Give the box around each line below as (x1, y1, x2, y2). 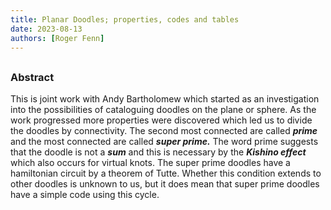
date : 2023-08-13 (10, 24, 83, 34)
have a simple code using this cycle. (10, 189, 160, 201)
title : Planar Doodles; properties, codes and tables (10, 14, 240, 25)
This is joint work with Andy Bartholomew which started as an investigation (10, 93, 320, 105)
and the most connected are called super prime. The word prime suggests (10, 136, 319, 148)
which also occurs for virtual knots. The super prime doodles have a (10, 157, 291, 169)
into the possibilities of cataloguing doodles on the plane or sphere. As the (10, 104, 317, 116)
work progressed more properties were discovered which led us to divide (10, 114, 313, 126)
